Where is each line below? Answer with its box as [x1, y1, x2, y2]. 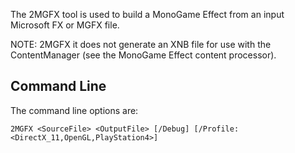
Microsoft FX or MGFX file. [10, 19, 120, 31]
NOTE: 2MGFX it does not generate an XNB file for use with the [10, 39, 272, 50]
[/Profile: [193, 124, 240, 134]
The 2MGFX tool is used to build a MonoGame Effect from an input [10, 9, 285, 20]
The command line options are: [10, 104, 139, 116]
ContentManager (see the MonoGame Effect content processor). [10, 49, 277, 61]
